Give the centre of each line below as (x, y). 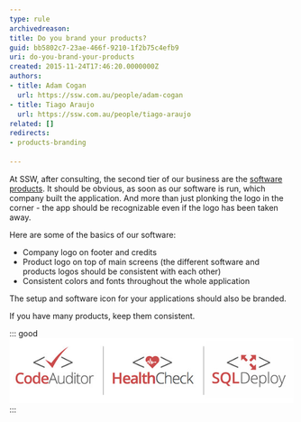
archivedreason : (40, 28)
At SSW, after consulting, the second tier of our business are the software (146, 179)
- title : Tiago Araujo (52, 105)
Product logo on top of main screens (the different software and (141, 261)
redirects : (30, 133)
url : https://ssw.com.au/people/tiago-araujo (105, 114)
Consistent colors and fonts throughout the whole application (136, 280)
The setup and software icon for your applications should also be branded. (148, 298)
